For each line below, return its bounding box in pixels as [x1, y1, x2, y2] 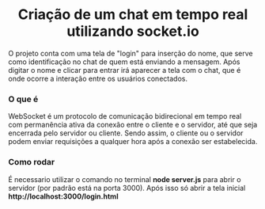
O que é [8, 93, 39, 104]
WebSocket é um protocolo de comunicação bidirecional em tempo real [8, 112, 242, 121]
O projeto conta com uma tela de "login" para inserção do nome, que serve [8, 48, 253, 58]
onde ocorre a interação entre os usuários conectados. [8, 74, 188, 83]
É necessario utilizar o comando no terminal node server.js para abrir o [8, 174, 241, 184]
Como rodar [8, 157, 55, 168]
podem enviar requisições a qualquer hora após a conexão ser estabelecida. [8, 137, 258, 146]
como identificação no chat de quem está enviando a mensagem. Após [8, 57, 240, 66]
